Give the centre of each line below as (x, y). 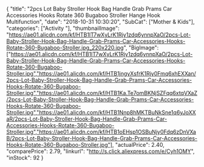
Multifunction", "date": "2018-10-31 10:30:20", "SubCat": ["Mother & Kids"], (100, 22)
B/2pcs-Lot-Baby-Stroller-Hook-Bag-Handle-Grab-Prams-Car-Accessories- (102, 138)
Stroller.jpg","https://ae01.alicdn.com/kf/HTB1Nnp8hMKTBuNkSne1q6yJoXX (101, 112)
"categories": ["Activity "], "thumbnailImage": (63, 28)
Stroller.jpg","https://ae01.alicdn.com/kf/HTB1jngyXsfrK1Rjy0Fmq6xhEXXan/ (101, 73)
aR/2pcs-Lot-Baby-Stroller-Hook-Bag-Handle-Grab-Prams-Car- (87, 119)
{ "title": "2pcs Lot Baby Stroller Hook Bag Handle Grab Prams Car (89, 9)
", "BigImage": (141, 48)
